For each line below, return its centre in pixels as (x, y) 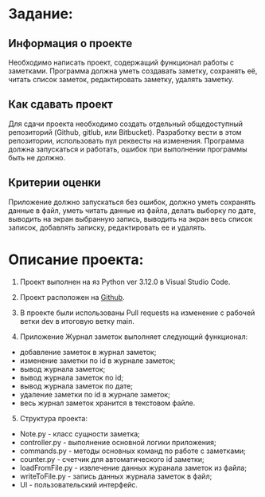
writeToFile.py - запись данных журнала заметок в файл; (116, 476)
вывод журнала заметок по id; (72, 377)
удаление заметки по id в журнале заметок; (95, 394)
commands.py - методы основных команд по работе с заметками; (133, 451)
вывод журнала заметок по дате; (76, 386)
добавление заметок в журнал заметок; (88, 352)
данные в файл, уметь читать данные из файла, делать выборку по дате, (132, 210)
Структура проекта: (53, 418)
